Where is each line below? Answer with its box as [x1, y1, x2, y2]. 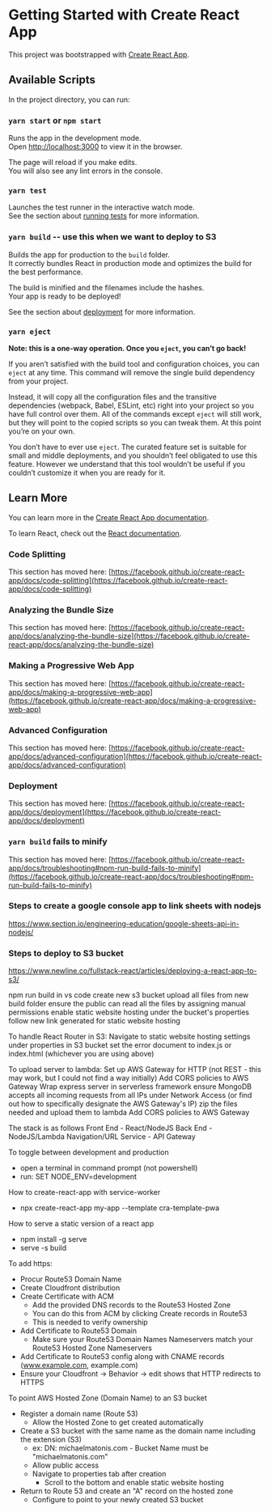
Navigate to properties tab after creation [32, 1469, 167, 1479]
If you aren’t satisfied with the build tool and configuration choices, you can [8, 358, 260, 369]
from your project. [8, 376, 69, 386]
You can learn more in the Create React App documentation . [8, 512, 210, 523]
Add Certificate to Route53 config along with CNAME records [19, 1352, 225, 1362]
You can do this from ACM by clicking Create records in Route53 [32, 1309, 248, 1319]
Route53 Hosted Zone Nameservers [32, 1343, 152, 1353]
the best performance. [8, 267, 83, 277]
